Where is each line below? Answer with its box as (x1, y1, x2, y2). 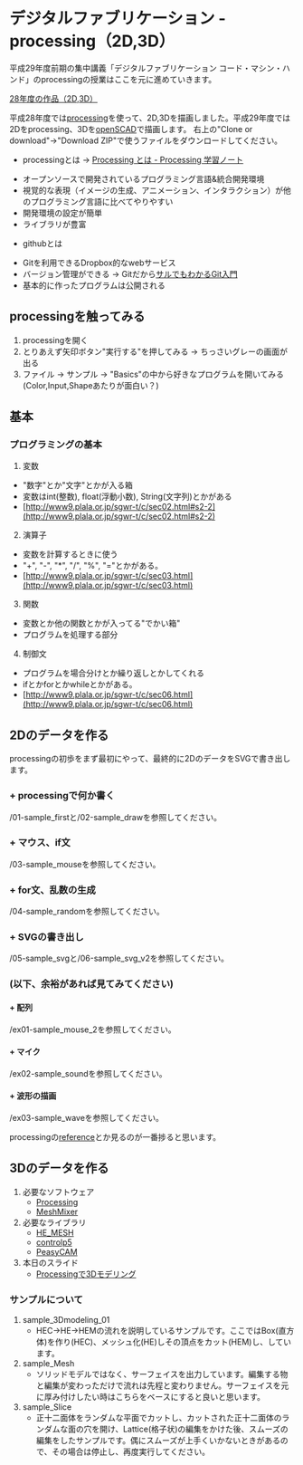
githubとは (22, 237, 63, 249)
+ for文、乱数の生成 (9, 884, 97, 896)
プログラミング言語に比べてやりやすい (30, 196, 174, 206)
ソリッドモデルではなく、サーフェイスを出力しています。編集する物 (35, 1369, 289, 1380)
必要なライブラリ (22, 1217, 87, 1228)
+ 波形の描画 (9, 1090, 57, 1101)
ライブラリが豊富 (22, 218, 87, 229)
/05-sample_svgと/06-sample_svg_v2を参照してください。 (9, 953, 229, 964)
